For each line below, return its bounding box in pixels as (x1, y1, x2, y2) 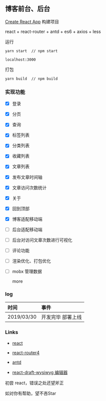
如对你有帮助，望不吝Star (5, 390, 56, 396)
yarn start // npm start (5, 48, 58, 53)
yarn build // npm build (5, 76, 58, 81)
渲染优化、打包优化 (12, 258, 51, 264)
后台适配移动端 (12, 226, 42, 233)
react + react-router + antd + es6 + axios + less (5, 29, 101, 34)
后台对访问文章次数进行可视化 (12, 237, 72, 243)
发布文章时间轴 (12, 174, 42, 180)
